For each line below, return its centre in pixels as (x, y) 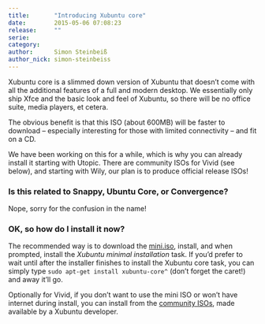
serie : (19, 37)
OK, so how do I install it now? (67, 229)
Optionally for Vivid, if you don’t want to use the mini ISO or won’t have (123, 295)
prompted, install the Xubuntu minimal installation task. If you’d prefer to (125, 255)
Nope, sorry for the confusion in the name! (78, 209)
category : (24, 45)
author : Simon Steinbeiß (58, 52)
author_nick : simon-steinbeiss (60, 60)
